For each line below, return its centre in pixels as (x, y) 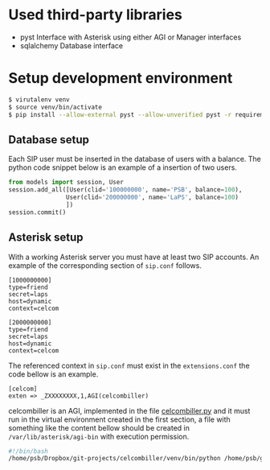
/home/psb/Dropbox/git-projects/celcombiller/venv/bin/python (115, 459)
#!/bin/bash (28, 451)
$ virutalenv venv (39, 99)
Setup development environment (121, 78)
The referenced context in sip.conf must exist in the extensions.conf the (129, 365)
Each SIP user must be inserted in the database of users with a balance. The (135, 159)
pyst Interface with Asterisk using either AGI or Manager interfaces (131, 37)
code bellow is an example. (53, 374)
